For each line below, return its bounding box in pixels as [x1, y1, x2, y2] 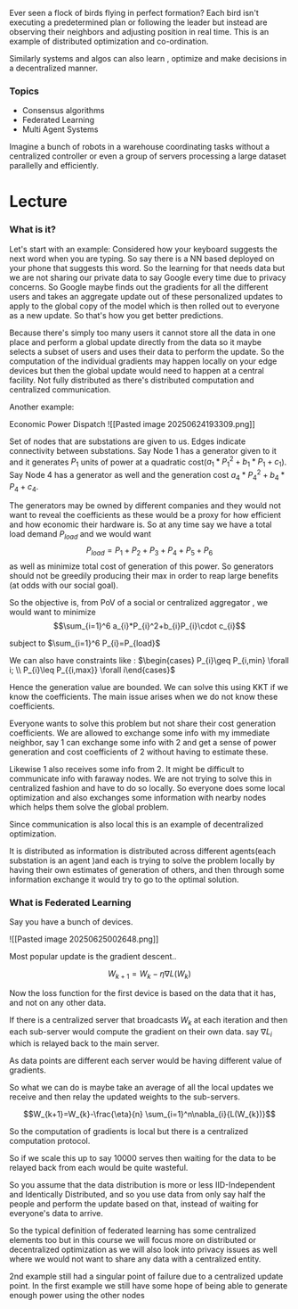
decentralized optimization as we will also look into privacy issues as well [9, 1244, 278, 1255]
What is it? [9, 223, 56, 235]
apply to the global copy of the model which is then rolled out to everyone [9, 300, 280, 311]
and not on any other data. [9, 998, 107, 1009]
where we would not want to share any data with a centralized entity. [9, 1253, 262, 1264]
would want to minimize [9, 606, 96, 618]
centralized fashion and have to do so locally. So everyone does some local [9, 783, 286, 794]
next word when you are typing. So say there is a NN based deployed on [9, 253, 275, 264]
